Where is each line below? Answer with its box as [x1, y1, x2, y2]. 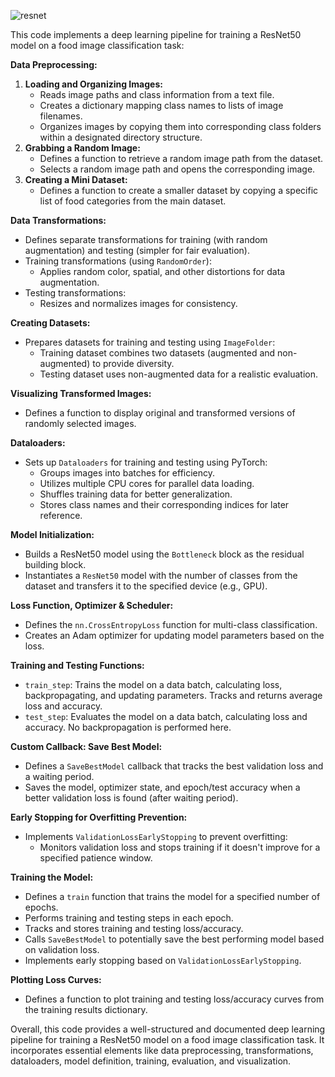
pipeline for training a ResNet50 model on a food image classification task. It [10, 1034, 325, 1045]
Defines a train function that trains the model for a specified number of [24, 891, 321, 902]
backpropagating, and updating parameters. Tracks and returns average [24, 690, 323, 701]
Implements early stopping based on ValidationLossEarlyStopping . [24, 955, 302, 966]
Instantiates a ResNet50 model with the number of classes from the [24, 570, 298, 581]
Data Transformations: [10, 215, 107, 226]
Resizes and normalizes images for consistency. [39, 298, 238, 309]
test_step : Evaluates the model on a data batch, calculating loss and [24, 711, 308, 722]
